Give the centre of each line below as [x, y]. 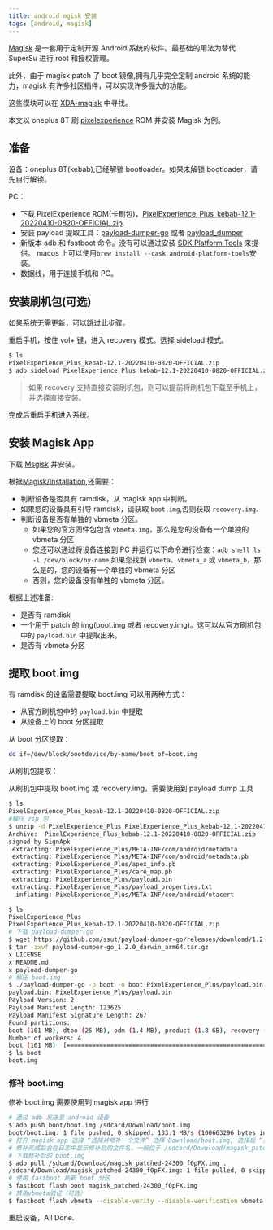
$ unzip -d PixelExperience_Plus [65, 826]
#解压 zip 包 [28, 819]
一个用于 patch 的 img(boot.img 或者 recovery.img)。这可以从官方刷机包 [141, 624]
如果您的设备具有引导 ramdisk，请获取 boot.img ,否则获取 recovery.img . [139, 509]
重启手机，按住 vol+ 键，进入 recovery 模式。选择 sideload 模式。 [119, 340]
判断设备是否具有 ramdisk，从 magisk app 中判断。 [106, 498]
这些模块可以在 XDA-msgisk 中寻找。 [70, 103]
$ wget [19, 940]
